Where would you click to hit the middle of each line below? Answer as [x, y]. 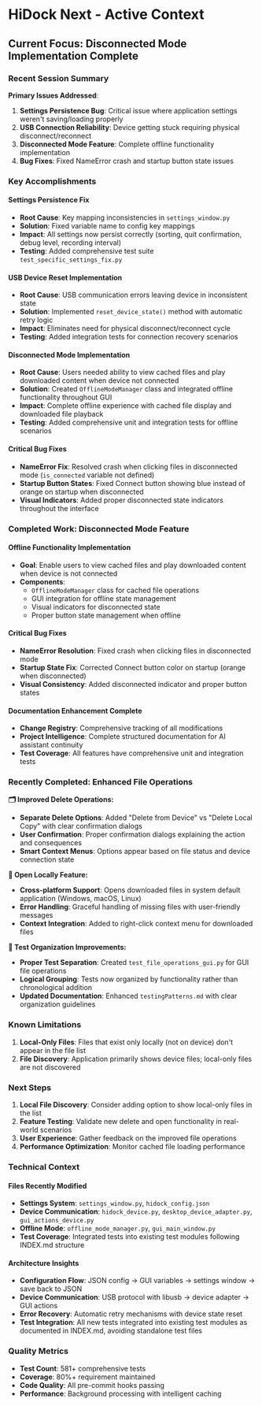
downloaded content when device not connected [99, 380]
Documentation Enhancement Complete [75, 710]
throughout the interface [59, 508]
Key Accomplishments [52, 181]
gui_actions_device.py [57, 1221]
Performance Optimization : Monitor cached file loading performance [132, 1147]
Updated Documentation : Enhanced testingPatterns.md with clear [128, 996]
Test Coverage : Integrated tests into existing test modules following [129, 1237]
